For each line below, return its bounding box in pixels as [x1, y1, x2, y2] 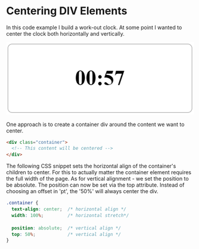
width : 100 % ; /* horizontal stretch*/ [11, 212, 129, 218]
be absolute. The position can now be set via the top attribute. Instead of [6, 181, 185, 188]
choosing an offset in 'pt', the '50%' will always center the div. [6, 188, 159, 195]
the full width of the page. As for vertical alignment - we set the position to [6, 175, 189, 182]
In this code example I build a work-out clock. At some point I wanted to [6, 24, 182, 31]
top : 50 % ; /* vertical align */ [11, 231, 121, 237]
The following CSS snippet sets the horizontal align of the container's [6, 162, 176, 170]
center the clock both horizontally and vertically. [6, 30, 125, 37]
